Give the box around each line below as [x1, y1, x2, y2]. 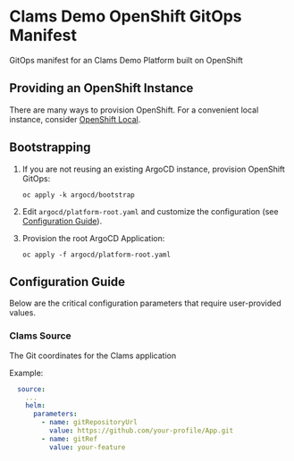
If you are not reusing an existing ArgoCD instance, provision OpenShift [21, 163, 286, 174]
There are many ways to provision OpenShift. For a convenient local [9, 105, 259, 115]
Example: [9, 367, 44, 378]
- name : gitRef [41, 434, 98, 443]
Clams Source [9, 330, 71, 342]
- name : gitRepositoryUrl [41, 418, 139, 427]
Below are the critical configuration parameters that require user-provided [9, 298, 281, 309]
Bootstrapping [9, 140, 91, 155]
